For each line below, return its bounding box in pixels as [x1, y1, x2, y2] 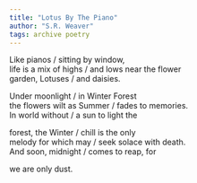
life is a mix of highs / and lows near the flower [9, 64, 182, 74]
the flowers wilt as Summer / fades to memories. [9, 100, 189, 111]
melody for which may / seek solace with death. [9, 136, 186, 148]
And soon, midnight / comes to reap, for [9, 146, 157, 157]
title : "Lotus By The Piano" [9, 13, 118, 22]
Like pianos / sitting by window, [9, 55, 125, 65]
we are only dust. [9, 163, 73, 175]
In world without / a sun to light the [9, 109, 138, 121]
